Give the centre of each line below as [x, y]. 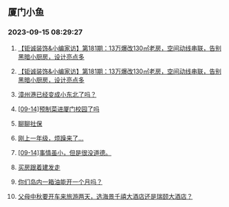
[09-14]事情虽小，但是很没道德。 [65, 152]
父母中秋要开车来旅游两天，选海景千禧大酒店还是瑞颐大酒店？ [105, 196]
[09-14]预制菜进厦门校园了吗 [58, 109]
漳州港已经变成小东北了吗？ [57, 94]
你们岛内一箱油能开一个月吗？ [60, 182]
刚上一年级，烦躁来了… [51, 138]
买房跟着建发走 [39, 167]
